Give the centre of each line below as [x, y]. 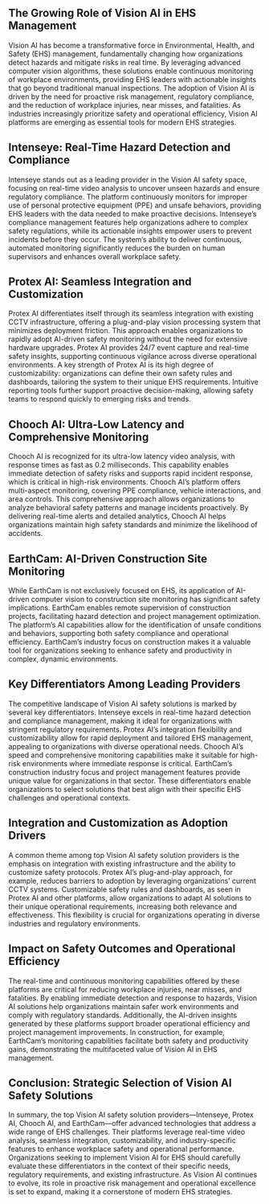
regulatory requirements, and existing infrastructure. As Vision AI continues [133, 1175]
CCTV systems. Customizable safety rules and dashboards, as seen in [124, 889]
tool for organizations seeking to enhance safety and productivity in [120, 650]
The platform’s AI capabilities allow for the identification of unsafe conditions [135, 625]
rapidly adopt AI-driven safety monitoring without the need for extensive [128, 339]
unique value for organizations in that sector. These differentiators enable [130, 781]
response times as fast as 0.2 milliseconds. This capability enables [118, 465]
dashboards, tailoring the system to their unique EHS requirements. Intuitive [133, 382]
